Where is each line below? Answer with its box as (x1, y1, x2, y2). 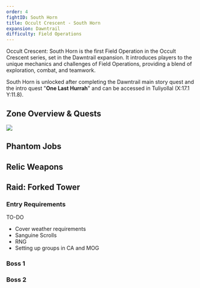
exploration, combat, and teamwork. (6, 67, 96, 74)
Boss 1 (6, 259, 26, 268)
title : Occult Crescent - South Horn (6, 20, 101, 26)
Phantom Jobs (6, 142, 62, 152)
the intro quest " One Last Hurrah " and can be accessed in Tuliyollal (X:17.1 (6, 85, 190, 92)
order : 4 (6, 8, 28, 15)
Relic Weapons (6, 161, 64, 172)
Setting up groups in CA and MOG (14, 244, 99, 252)
